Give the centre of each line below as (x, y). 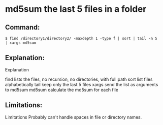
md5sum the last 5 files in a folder (76, 9)
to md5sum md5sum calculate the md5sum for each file (62, 90)
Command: (23, 27)
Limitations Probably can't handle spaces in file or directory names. (73, 117)
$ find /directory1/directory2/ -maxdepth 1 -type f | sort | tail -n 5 (81, 38)
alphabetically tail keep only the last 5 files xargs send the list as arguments (82, 84)
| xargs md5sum (21, 43)
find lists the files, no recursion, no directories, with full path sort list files (79, 79)
